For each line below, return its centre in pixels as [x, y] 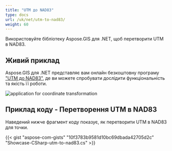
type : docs [17, 15]
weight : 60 [17, 24]
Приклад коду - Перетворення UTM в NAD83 [81, 110]
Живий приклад [33, 60]
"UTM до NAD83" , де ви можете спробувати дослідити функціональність [85, 78]
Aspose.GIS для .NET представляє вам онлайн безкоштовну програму [82, 73]
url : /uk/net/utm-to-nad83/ [35, 19]
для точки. [17, 127]
